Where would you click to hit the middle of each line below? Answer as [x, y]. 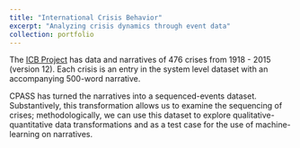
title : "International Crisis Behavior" [86, 17]
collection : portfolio [52, 34]
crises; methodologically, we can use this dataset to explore [120, 115]
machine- [274, 125]
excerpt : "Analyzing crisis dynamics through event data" [120, 26]
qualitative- [254, 115]
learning [25, 135]
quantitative [31, 125]
